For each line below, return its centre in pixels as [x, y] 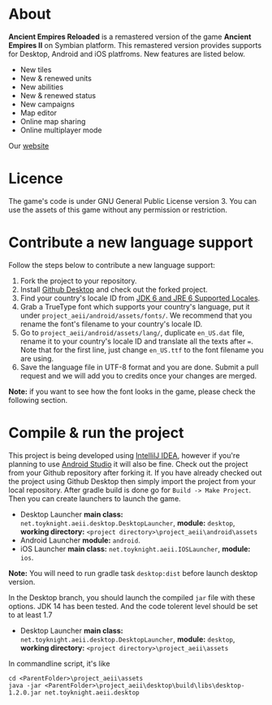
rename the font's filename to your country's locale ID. [111, 324]
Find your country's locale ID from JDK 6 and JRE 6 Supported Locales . [140, 298]
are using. [37, 358]
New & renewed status [58, 95]
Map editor [39, 112]
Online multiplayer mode [61, 130]
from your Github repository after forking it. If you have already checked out [135, 473]
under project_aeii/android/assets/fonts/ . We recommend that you [136, 315]
